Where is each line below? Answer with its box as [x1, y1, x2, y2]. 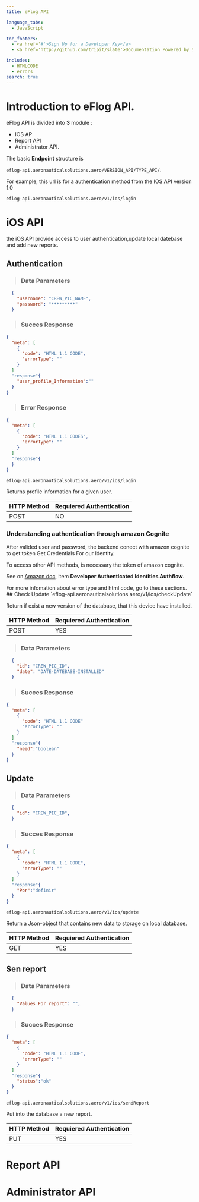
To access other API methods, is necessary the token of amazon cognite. [6, 561, 185, 568]
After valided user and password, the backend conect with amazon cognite [6, 543, 190, 550]
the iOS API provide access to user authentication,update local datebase [6, 235, 183, 243]
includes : [6, 58, 31, 64]
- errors [11, 68, 33, 74]
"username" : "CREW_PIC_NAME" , [17, 295, 92, 301]
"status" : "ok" [17, 1078, 52, 1084]
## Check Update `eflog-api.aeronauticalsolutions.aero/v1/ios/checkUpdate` [6, 590, 193, 597]
